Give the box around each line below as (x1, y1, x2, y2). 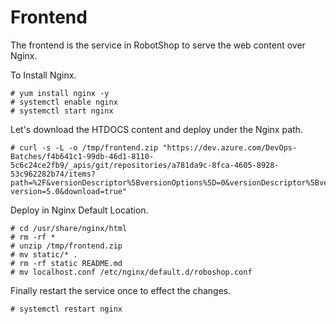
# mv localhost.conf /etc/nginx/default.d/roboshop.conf (10, 267, 253, 277)
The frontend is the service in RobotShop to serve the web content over (10, 39, 306, 51)
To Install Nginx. (10, 69, 77, 81)
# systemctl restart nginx (10, 304, 123, 314)
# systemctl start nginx (10, 106, 114, 116)
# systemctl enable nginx (10, 97, 118, 107)
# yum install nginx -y (10, 88, 110, 98)
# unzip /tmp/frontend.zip (10, 241, 123, 251)
